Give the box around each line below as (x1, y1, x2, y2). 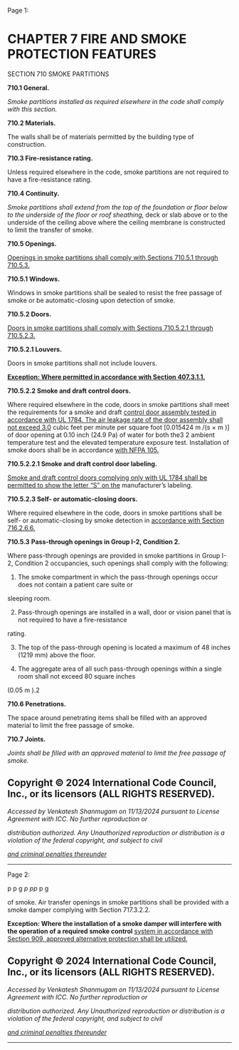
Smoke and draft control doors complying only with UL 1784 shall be (7, 473, 208, 482)
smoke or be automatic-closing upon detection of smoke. (7, 296, 176, 304)
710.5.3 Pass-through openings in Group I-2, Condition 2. (7, 537, 181, 546)
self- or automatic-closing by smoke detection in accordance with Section (7, 516, 225, 525)
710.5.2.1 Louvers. (7, 345, 63, 354)
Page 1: (7, 6, 29, 14)
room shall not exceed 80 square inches (17, 671, 136, 680)
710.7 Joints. (7, 734, 46, 743)
